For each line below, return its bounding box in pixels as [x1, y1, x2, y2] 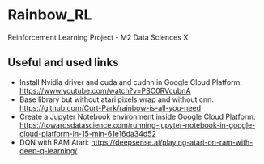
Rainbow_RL [7, 6, 92, 24]
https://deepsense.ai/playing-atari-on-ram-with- [91, 137, 253, 147]
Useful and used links [7, 56, 119, 69]
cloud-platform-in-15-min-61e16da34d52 [19, 128, 157, 138]
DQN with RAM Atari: [19, 137, 90, 147]
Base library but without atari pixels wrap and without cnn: [19, 95, 214, 104]
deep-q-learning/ [19, 145, 78, 155]
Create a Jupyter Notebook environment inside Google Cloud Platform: [19, 111, 256, 121]
